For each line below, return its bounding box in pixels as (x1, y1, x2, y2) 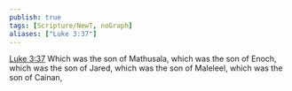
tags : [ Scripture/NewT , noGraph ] (9, 21, 133, 30)
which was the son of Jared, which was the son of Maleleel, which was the (9, 63, 283, 73)
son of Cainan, (9, 72, 63, 83)
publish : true (9, 12, 62, 22)
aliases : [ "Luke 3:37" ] (9, 29, 98, 38)
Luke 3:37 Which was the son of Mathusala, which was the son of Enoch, (9, 54, 277, 64)
